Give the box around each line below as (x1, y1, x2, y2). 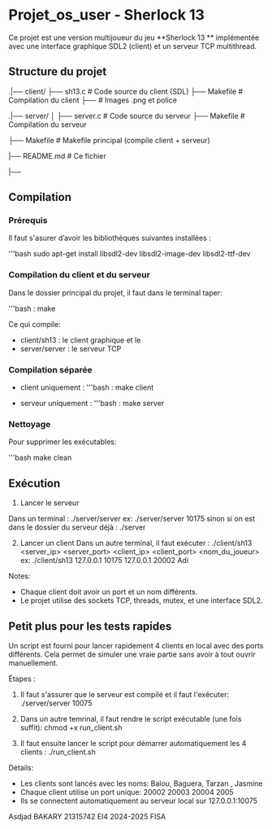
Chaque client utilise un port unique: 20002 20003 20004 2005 (19, 787, 234, 796)
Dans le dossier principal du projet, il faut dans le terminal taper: (8, 287, 223, 298)
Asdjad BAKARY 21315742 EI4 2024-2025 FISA (8, 811, 166, 821)
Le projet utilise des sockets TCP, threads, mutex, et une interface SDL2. (19, 596, 263, 605)
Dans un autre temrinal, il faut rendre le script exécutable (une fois (19, 713, 242, 723)
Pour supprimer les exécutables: (8, 437, 117, 447)
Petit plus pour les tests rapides (8, 619, 172, 633)
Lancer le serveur (19, 498, 80, 508)
